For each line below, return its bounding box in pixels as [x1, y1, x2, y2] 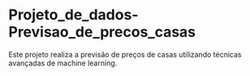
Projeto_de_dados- [8, 6, 139, 24]
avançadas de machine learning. [8, 58, 118, 68]
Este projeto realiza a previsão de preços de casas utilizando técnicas [8, 49, 242, 59]
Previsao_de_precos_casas [8, 23, 196, 41]
